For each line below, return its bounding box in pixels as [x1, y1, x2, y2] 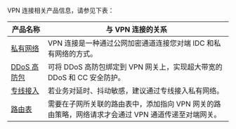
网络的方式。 [55, 49, 98, 59]
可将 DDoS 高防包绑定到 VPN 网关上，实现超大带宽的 [48, 62, 223, 72]
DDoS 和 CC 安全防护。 [48, 73, 125, 82]
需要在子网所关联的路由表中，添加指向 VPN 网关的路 [48, 99, 221, 109]
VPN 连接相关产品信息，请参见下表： [7, 6, 114, 14]
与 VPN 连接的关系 [105, 25, 167, 34]
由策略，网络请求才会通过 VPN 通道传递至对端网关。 [48, 110, 221, 119]
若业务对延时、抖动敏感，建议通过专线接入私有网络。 [48, 86, 224, 95]
